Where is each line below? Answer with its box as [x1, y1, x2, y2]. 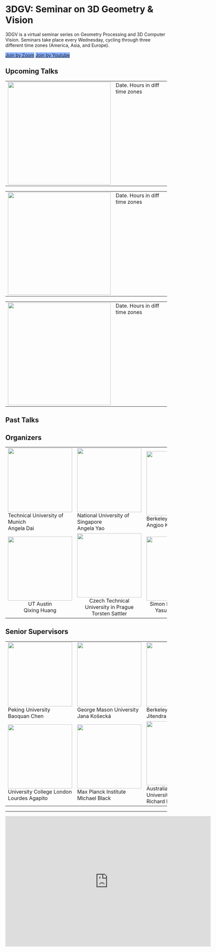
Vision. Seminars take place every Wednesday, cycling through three [5, 36, 151, 43]
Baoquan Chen [8, 712, 44, 720]
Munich [8, 518, 26, 525]
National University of [77, 511, 130, 519]
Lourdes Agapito [8, 795, 48, 802]
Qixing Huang [24, 606, 56, 613]
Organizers [5, 433, 42, 442]
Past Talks [5, 416, 40, 425]
